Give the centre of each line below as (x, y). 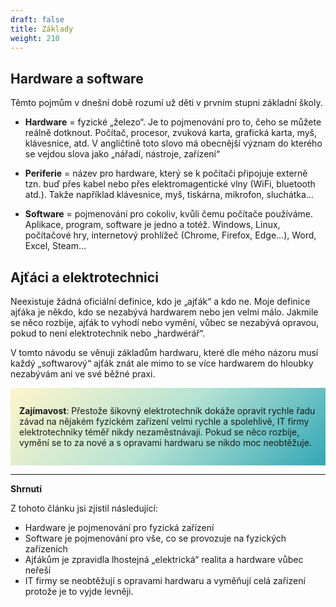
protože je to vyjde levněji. (79, 591)
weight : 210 (35, 38)
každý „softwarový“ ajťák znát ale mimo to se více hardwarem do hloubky (162, 363)
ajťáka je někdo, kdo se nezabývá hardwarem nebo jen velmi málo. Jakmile (164, 312)
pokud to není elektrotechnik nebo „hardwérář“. (108, 333)
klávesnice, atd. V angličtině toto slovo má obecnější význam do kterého (173, 143)
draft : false (37, 19)
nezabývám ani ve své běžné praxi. (83, 374)
